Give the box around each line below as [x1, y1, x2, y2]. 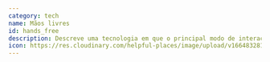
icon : [8, 42, 27, 50]
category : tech [8, 11, 59, 20]
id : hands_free [8, 27, 59, 35]
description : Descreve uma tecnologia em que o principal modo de [8, 34, 235, 43]
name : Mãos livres [8, 19, 70, 27]
